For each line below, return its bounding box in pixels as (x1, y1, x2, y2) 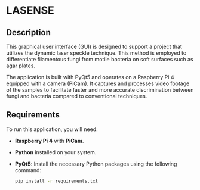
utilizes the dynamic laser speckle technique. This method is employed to (6, 49, 187, 57)
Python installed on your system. (14, 148, 97, 155)
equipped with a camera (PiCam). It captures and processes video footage (6, 80, 190, 87)
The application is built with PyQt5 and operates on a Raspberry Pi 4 (6, 74, 174, 80)
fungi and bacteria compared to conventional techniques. (6, 93, 147, 99)
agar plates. (6, 62, 36, 69)
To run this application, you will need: (6, 126, 98, 133)
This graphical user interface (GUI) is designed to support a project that (6, 43, 182, 50)
